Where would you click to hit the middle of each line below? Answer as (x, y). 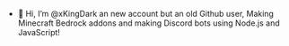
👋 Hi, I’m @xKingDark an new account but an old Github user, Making (145, 14)
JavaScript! (39, 32)
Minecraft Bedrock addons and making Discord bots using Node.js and (149, 23)
